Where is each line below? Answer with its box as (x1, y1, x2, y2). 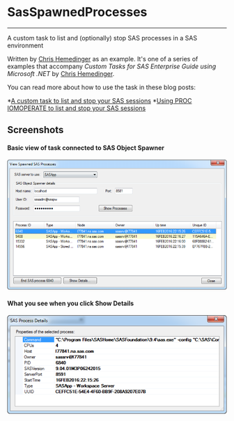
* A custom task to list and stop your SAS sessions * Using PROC (7, 96, 192, 105)
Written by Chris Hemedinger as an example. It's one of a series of (7, 54, 198, 63)
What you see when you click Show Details (7, 299, 134, 307)
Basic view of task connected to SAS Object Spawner (7, 144, 165, 152)
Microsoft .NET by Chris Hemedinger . (7, 69, 115, 77)
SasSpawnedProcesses (7, 4, 148, 20)
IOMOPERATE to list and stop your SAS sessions (7, 104, 146, 112)
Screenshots (7, 124, 64, 136)
